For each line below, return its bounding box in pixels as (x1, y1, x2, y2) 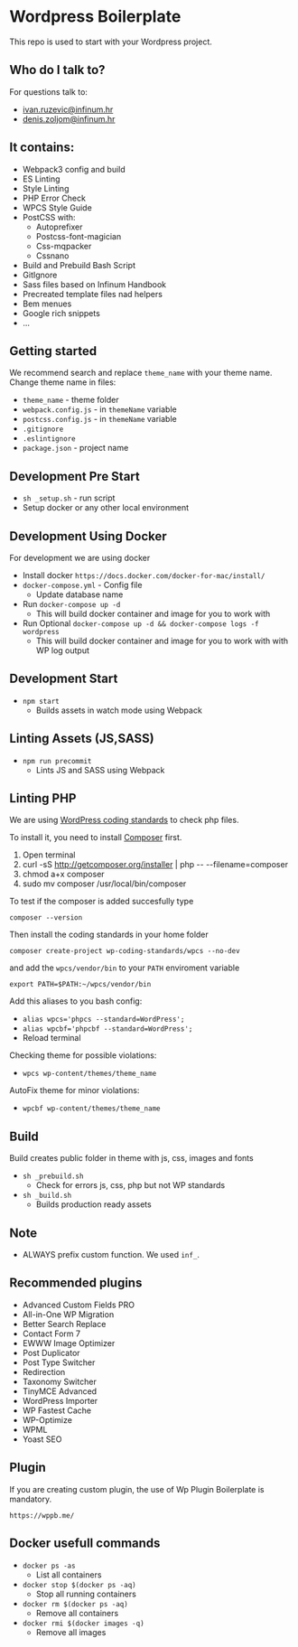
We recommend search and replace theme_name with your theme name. (9, 368, 273, 379)
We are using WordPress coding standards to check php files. (9, 815, 239, 826)
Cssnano (35, 250, 70, 261)
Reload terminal (22, 1033, 81, 1043)
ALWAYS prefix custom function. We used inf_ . (22, 1249, 200, 1260)
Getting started (9, 343, 98, 359)
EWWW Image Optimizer (22, 1337, 116, 1348)
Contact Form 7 (22, 1328, 81, 1339)
